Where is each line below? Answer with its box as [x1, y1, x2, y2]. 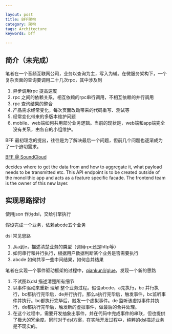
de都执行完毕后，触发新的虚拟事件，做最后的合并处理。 [21, 304, 140, 310]
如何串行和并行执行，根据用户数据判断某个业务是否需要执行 [12, 250, 139, 256]
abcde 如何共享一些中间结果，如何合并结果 [12, 256, 104, 262]
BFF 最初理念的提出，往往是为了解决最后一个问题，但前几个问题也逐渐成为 [5, 137, 163, 143]
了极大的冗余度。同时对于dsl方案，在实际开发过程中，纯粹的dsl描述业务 [12, 317, 165, 323]
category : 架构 [5, 22, 36, 27]
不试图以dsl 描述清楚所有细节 [12, 278, 75, 284]
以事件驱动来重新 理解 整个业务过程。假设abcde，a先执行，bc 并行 [12, 284, 155, 290]
